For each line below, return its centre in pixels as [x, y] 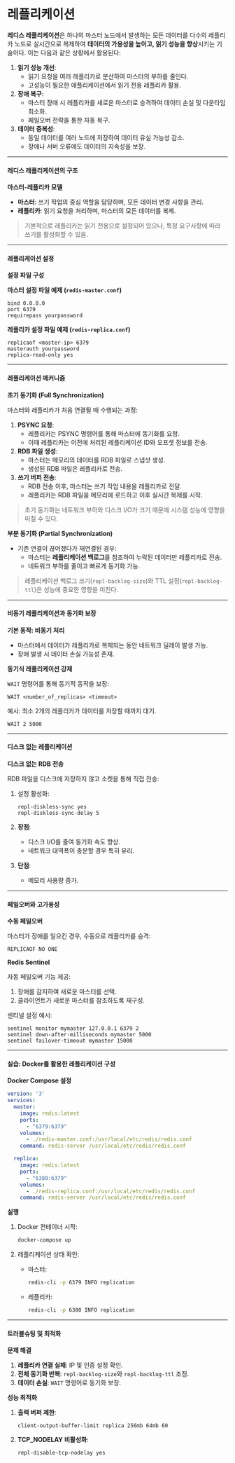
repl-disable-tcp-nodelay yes [62, 1453]
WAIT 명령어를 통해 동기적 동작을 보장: [58, 683]
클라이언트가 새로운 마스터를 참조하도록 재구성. [81, 1001]
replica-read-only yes [40, 355]
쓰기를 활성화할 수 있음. [56, 235]
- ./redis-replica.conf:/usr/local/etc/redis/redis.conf [111, 1191]
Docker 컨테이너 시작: [48, 1227]
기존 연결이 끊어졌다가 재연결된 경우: [67, 548]
